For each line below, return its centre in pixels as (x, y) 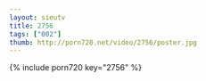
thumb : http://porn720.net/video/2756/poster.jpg (103, 42)
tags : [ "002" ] (36, 34)
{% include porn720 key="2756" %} (76, 68)
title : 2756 (31, 26)
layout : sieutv (37, 17)
